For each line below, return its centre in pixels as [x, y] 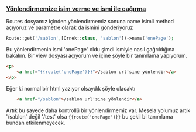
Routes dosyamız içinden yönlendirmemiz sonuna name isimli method [90, 22]
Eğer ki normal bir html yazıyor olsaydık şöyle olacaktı [71, 88]
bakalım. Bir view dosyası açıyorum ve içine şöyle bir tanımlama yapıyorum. [97, 56]
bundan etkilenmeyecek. [36, 123]
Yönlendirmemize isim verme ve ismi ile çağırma [76, 9]
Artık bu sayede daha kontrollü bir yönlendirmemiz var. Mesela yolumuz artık [98, 110]
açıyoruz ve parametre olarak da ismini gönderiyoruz [70, 27]
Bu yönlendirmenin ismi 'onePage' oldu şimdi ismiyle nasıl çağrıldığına [90, 50]
